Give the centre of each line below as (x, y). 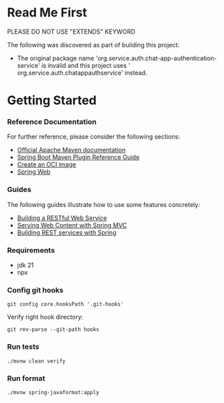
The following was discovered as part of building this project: (94, 45)
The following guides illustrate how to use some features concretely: (104, 204)
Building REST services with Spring (66, 232)
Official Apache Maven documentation (71, 150)
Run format (26, 378)
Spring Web (34, 172)
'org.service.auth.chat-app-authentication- (156, 58)
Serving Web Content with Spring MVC (72, 225)
